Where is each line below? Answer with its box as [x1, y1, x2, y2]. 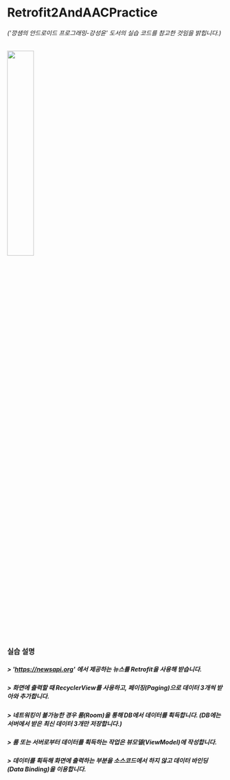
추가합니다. [19, 692, 50, 700]
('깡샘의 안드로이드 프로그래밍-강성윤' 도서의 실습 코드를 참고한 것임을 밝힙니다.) [7, 29, 222, 37]
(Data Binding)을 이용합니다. [7, 765, 87, 773]
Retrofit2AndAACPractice [7, 5, 158, 21]
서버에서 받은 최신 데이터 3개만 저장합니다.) [7, 719, 122, 728]
